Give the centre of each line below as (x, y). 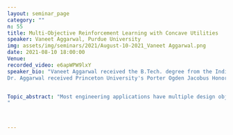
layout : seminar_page (38, 13)
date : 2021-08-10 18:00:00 (46, 53)
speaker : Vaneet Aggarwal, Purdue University (74, 39)
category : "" (26, 20)
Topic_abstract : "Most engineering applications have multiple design (111, 97)
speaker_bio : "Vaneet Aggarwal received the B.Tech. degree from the (110, 71)
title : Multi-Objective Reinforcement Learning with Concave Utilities (113, 33)
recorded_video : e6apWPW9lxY (49, 65)
